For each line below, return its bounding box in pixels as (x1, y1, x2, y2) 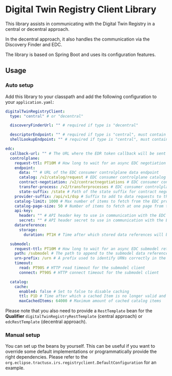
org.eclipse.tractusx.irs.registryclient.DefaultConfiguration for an (5, 360, 157, 366)
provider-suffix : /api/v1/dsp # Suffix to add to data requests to (14, 194, 161, 199)
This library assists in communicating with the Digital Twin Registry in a (5, 21, 155, 27)
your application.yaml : (5, 99, 55, 105)
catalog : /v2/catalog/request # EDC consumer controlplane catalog (18, 175, 166, 180)
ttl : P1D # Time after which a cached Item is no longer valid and (18, 294, 166, 299)
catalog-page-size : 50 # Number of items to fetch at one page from (14, 203, 164, 209)
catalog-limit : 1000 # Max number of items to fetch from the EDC (14, 199, 159, 204)
